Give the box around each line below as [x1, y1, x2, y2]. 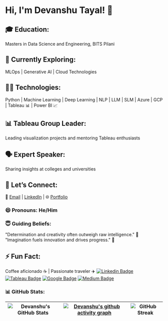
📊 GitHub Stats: [5, 288, 45, 295]
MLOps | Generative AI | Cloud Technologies [5, 69, 97, 75]
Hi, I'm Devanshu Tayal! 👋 [5, 5, 113, 16]
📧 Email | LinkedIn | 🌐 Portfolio [5, 194, 68, 200]
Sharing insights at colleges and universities [5, 166, 96, 172]
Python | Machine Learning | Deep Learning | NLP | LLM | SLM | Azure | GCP [5, 96, 163, 102]
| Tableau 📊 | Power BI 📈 [5, 102, 58, 108]
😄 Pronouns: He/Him [5, 207, 57, 214]
